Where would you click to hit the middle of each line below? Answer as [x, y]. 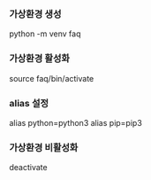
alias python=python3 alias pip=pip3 [76, 122]
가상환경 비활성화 [44, 147]
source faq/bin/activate [52, 78]
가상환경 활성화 [40, 59]
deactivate [28, 168]
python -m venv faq [45, 34]
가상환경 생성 [35, 13]
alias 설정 [29, 103]
